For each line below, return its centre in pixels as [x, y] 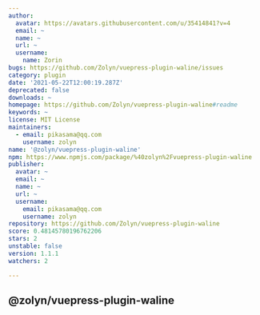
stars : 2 [23, 239]
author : [21, 16]
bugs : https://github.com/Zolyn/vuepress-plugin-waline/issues [116, 68]
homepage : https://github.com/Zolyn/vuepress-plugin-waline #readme [123, 105]
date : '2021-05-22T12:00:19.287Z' [66, 82]
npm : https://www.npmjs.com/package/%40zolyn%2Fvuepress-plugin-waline [130, 157]
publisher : [26, 165]
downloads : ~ [30, 98]
